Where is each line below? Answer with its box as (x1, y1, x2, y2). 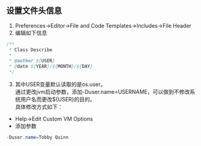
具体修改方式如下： (14, 103, 63, 111)
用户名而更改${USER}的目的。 (20, 96, 95, 103)
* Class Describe (8, 47, 53, 53)
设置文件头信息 (6, 5, 62, 16)
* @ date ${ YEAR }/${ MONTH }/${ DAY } (8, 64, 94, 70)
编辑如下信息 (14, 29, 47, 36)
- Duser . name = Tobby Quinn (6, 135, 69, 141)
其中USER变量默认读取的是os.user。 (14, 81, 106, 88)
